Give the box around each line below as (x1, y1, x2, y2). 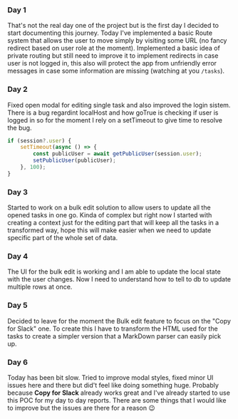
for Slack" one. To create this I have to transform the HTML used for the (7, 324, 219, 333)
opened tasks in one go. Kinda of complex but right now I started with (7, 211, 212, 219)
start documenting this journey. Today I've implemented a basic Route (7, 29, 212, 37)
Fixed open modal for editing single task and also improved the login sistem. (7, 100, 231, 109)
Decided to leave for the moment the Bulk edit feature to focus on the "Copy (7, 316, 232, 325)
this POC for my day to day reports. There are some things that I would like (7, 396, 227, 405)
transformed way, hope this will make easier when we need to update (7, 226, 212, 234)
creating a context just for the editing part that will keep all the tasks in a (7, 219, 219, 227)
